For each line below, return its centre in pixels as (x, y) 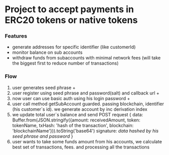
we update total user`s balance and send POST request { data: (78, 114)
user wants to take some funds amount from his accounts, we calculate (87, 141)
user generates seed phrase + (44, 87)
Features (16, 36)
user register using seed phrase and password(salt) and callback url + (86, 93)
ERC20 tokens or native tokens (71, 20)
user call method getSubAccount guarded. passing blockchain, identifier (88, 104)
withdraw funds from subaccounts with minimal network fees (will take (86, 58)
